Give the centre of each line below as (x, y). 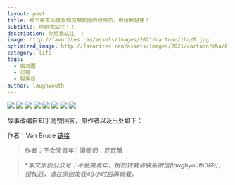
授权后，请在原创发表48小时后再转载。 (81, 174)
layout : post (26, 14)
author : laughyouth (36, 85)
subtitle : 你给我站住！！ (42, 27)
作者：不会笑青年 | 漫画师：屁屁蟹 (74, 151)
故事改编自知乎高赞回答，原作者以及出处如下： (75, 121)
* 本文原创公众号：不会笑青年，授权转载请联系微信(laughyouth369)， (125, 165)
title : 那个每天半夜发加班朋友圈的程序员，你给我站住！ (78, 20)
